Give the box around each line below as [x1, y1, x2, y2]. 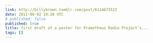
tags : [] [5, 30, 23, 35]
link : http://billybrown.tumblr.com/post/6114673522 [5, 7, 117, 12]
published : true [5, 21, 39, 26]
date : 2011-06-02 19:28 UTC [5, 12, 64, 17]
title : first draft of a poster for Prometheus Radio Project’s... [5, 26, 149, 31]
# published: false [5, 16, 46, 21]
